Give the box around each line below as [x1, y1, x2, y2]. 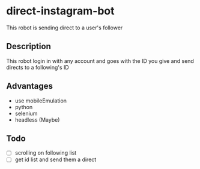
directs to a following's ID [6, 64, 69, 71]
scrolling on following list [14, 149, 77, 156]
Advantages [6, 81, 53, 91]
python [14, 103, 33, 110]
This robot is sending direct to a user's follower [6, 24, 123, 31]
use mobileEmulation [14, 97, 67, 104]
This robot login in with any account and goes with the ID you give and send [6, 57, 194, 64]
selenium [14, 110, 38, 117]
